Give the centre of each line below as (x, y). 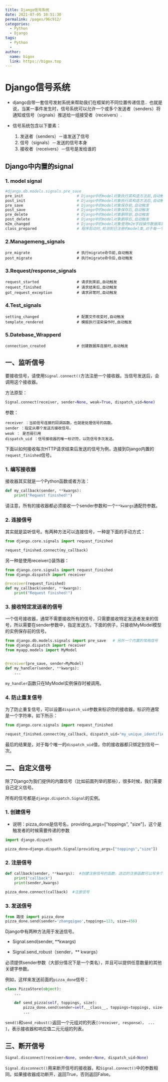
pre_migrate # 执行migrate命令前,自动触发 (69, 253)
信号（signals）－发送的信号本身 (53, 143)
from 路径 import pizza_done (35, 917)
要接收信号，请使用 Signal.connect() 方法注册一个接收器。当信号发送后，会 (82, 376)
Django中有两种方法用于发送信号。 (41, 931)
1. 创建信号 (18, 812)
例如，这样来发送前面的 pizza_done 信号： (47, 980)
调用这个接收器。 (23, 382)
